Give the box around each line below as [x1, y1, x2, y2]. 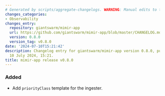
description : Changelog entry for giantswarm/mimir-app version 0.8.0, [5, 48, 155, 53]
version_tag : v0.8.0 [9, 39, 52, 44]
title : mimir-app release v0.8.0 [5, 58, 74, 63]
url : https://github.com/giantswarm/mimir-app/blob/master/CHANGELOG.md [9, 30, 162, 35]
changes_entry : [5, 21, 36, 26]
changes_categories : [5, 12, 48, 17]
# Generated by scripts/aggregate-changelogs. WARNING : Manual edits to [5, 7, 157, 12]
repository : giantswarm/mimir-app [9, 26, 80, 31]
